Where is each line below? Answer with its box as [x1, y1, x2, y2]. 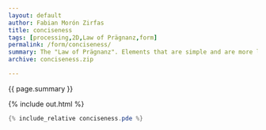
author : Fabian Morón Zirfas [8, 19, 104, 27]
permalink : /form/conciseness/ [8, 41, 112, 49]
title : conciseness [8, 26, 73, 34]
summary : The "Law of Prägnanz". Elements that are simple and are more [8, 48, 253, 56]
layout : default [8, 11, 62, 20]
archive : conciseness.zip [8, 56, 93, 64]
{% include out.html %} [8, 99, 85, 109]
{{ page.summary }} [8, 84, 74, 93]
